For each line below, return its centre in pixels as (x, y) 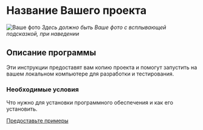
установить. (22, 109)
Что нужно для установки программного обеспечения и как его (90, 103)
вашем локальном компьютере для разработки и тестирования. (90, 74)
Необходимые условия (43, 89)
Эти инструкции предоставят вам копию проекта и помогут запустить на (102, 67)
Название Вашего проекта (77, 11)
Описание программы (51, 53)
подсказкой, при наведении (43, 33)
